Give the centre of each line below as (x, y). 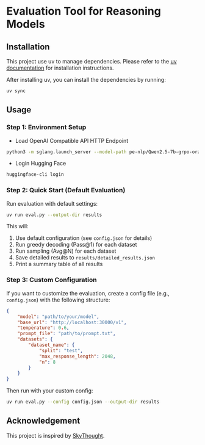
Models (26, 24)
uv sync (16, 91)
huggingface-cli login (35, 175)
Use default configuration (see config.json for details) (84, 238)
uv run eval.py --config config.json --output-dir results (83, 402)
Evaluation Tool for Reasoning (84, 11)
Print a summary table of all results (59, 264)
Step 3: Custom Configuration (52, 280)
